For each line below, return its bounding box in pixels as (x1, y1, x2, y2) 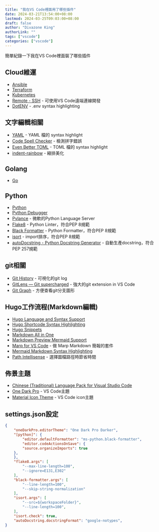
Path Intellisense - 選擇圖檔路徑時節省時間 (12, 354, 96, 360)
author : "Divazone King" (5, 25, 55, 30)
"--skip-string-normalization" (22, 486, 86, 491)
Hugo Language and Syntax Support (12, 316, 85, 322)
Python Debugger (12, 210, 48, 215)
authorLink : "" (5, 30, 36, 34)
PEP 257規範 (12, 246, 38, 252)
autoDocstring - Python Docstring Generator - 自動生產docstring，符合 (12, 240, 154, 245)
